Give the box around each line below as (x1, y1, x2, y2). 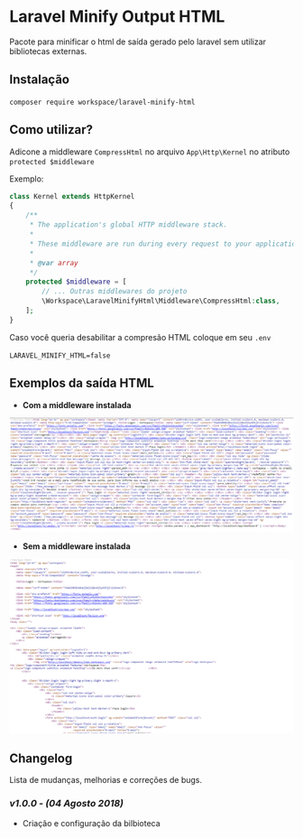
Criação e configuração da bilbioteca (22, 817, 161, 828)
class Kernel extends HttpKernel (9, 191, 135, 200)
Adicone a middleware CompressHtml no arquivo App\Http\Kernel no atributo (9, 146, 290, 157)
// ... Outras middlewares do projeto (41, 287, 188, 296)
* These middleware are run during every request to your (29, 239, 252, 248)
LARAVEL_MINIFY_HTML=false (9, 350, 111, 360)
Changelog (9, 750, 73, 766)
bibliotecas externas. (9, 45, 87, 56)
